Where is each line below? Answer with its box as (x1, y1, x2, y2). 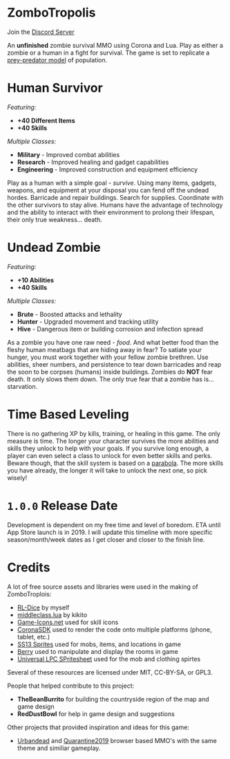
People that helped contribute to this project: (7, 682, 135, 690)
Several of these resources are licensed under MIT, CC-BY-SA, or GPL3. (7, 668, 213, 676)
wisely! (7, 473, 28, 482)
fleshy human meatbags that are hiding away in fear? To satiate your (7, 345, 202, 354)
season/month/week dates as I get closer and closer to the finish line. (7, 535, 205, 544)
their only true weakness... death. (7, 215, 102, 223)
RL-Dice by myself (17, 603, 70, 612)
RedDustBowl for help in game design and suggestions (17, 709, 175, 717)
